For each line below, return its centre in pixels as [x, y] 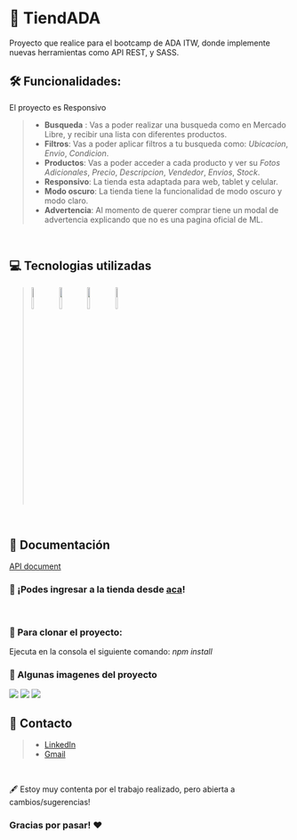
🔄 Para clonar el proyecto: [66, 632]
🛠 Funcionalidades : [65, 82]
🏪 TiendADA [55, 18]
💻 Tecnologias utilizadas [80, 266]
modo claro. [66, 201]
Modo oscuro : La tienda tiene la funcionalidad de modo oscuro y [163, 191]
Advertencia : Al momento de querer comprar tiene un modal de [161, 210]
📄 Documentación [60, 544]
